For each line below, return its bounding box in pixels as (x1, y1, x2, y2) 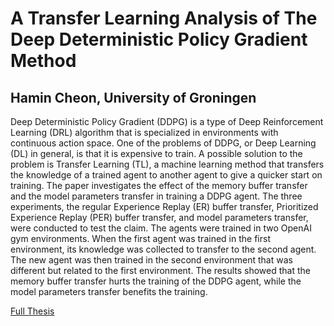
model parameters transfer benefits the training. (10, 286, 208, 297)
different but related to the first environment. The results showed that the (10, 265, 311, 276)
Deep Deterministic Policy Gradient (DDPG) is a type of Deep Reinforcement (10, 116, 324, 127)
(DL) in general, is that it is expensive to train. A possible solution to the (10, 148, 303, 159)
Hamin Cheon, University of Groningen (10, 89, 257, 106)
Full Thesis (10, 305, 55, 317)
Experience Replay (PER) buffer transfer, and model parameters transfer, (10, 212, 309, 223)
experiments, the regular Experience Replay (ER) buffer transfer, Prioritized (10, 201, 319, 212)
